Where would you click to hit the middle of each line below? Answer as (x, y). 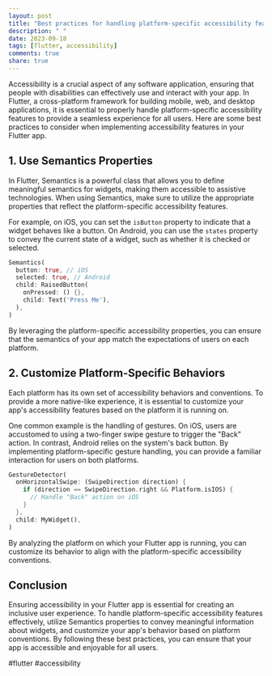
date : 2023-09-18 (38, 38)
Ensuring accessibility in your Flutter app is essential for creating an (121, 605)
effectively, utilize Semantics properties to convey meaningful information (131, 622)
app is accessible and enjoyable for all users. (83, 648)
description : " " (38, 31)
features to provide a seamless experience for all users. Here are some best (135, 118)
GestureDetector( (38, 475)
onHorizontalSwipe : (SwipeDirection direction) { (101, 482)
